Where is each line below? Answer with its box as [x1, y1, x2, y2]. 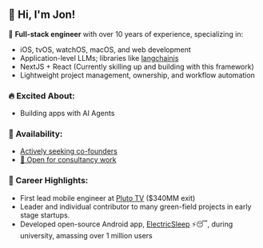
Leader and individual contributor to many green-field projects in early [19, 202, 252, 211]
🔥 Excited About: [8, 90, 76, 101]
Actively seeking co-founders [19, 146, 118, 156]
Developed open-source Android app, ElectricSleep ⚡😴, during [19, 219, 233, 229]
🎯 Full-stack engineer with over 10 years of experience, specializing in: [8, 29, 244, 38]
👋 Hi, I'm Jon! [8, 8, 76, 22]
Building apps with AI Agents [19, 109, 115, 118]
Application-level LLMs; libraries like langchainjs [19, 53, 179, 62]
